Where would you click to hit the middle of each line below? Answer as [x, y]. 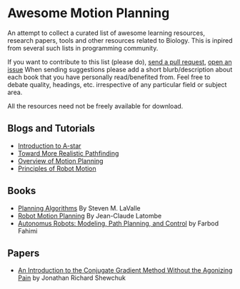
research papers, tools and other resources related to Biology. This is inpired [120, 40]
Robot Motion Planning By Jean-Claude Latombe [90, 216]
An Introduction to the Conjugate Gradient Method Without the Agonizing [125, 270]
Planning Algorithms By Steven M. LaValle [79, 208]
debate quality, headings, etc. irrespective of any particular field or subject [117, 84]
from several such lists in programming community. [83, 48]
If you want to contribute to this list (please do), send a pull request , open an [120, 61]
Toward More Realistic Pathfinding [68, 153]
